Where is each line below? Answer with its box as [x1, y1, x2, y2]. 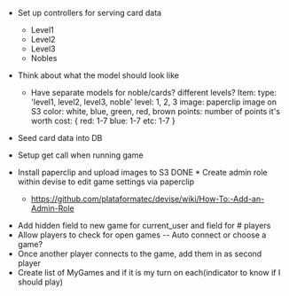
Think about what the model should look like [17, 70, 180, 81]
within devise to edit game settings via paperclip [17, 176, 195, 187]
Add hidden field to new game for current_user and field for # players [17, 221, 271, 230]
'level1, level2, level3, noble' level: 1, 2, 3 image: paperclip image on [30, 97, 277, 107]
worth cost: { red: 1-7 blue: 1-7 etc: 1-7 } [30, 115, 176, 126]
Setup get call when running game [17, 150, 144, 160]
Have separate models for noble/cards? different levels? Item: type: [30, 88, 277, 97]
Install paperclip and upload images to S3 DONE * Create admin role [17, 167, 268, 177]
